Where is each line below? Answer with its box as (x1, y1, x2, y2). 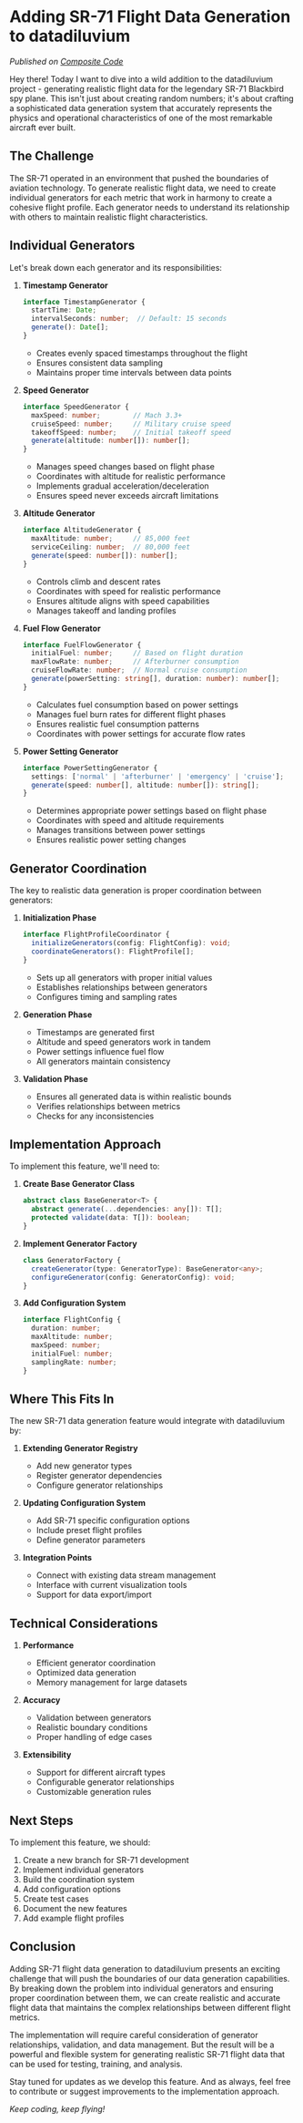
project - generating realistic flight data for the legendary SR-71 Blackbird (9, 83, 285, 94)
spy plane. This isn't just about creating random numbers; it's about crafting (9, 93, 294, 104)
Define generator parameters (35, 1534, 146, 1546)
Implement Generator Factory (22, 1238, 138, 1249)
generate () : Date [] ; (31, 323, 109, 332)
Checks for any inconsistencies (35, 1110, 155, 1121)
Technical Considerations (9, 1615, 158, 1631)
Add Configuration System (22, 1297, 126, 1309)
